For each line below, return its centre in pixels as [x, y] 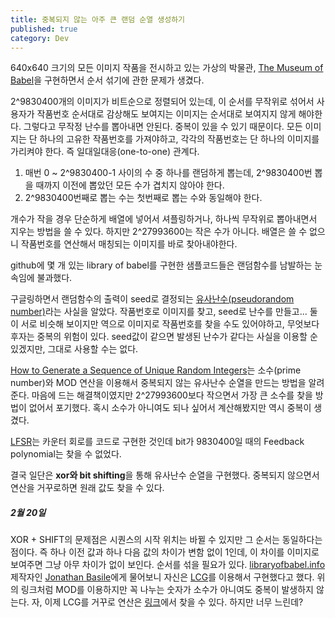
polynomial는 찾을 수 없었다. [66, 454]
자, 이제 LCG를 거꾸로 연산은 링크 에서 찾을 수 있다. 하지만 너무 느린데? [167, 602]
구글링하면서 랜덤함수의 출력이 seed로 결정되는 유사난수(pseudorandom [152, 299]
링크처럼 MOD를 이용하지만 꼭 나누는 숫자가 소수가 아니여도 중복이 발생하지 [167, 590]
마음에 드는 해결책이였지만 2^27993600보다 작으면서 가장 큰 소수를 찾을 [172, 395]
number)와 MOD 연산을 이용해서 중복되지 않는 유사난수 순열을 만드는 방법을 [158, 383]
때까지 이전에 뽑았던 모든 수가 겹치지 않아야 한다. [130, 185]
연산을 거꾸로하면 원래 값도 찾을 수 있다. [87, 488]
